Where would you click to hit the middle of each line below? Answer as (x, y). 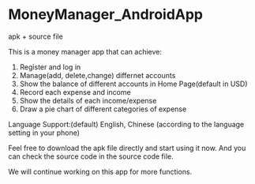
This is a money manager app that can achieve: (85, 51)
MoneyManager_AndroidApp (106, 15)
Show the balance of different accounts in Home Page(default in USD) (133, 84)
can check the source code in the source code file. (91, 156)
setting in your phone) (44, 133)
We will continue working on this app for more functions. (100, 171)
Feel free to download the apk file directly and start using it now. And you (127, 148)
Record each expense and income (75, 92)
